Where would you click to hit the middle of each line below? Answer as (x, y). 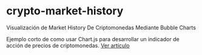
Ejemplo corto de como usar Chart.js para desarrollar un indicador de (93, 39)
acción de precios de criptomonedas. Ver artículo (68, 45)
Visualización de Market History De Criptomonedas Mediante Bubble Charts (101, 27)
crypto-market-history (65, 11)
